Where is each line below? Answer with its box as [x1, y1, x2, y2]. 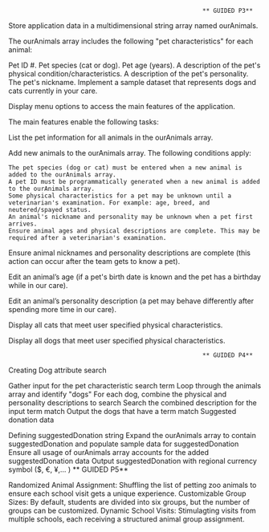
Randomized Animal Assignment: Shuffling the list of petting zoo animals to [8, 481, 257, 489]
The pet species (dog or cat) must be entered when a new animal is [8, 164, 243, 172]
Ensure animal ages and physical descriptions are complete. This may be [8, 227, 261, 235]
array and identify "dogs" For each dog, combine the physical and [8, 389, 227, 399]
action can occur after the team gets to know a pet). [8, 257, 181, 266]
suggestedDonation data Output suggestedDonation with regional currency [8, 457, 257, 465]
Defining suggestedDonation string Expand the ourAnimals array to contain [8, 431, 257, 440]
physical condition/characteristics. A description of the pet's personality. [8, 69, 249, 79]
